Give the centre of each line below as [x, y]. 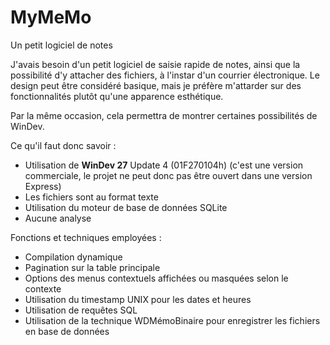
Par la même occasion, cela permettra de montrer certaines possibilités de [164, 115]
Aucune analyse [58, 218]
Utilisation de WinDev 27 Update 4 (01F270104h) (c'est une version [164, 165]
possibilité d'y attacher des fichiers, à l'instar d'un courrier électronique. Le [165, 75]
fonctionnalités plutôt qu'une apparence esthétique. [117, 96]
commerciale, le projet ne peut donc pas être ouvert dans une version [168, 175]
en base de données [67, 331]
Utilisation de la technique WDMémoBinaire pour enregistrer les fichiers [172, 320]
